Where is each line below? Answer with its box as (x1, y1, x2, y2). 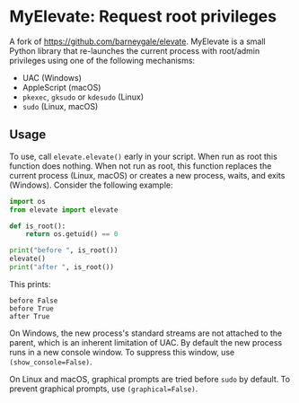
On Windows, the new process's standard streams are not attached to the (9, 328, 283, 338)
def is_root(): (9, 222, 66, 231)
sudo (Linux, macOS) (22, 101, 99, 111)
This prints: (9, 278, 51, 289)
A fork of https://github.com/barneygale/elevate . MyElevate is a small (9, 36, 267, 47)
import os (9, 197, 47, 206)
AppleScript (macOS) (22, 82, 101, 92)
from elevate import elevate (9, 205, 119, 215)
